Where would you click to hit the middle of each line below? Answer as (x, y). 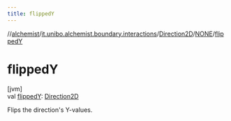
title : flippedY (31, 14)
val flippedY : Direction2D (43, 96)
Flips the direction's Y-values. (50, 110)
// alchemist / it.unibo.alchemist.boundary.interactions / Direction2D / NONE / (111, 34)
